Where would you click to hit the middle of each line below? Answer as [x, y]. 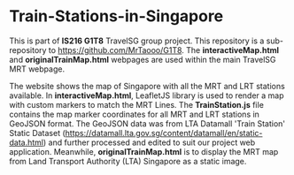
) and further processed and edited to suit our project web [149, 142]
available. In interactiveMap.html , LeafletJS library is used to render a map [147, 95]
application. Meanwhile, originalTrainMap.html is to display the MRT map [144, 151]
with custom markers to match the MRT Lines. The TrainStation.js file [136, 104]
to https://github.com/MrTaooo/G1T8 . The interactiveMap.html [164, 49]
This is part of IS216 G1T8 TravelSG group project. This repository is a [137, 41]
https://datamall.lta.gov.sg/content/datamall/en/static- [164, 133]
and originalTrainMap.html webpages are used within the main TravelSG [143, 59]
